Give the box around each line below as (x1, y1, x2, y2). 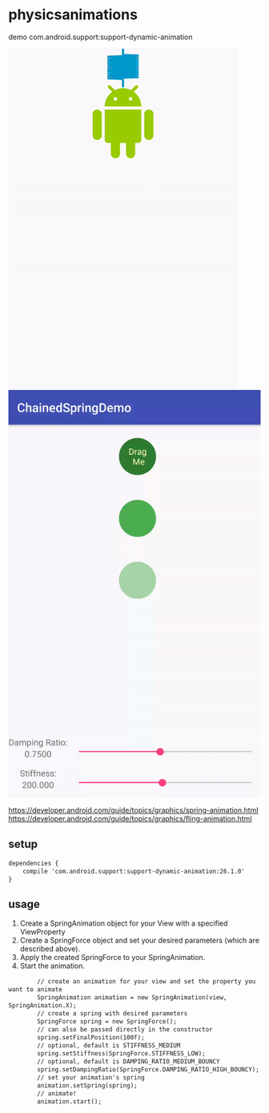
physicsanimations (8, 6, 139, 24)
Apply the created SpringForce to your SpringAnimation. (19, 953, 206, 962)
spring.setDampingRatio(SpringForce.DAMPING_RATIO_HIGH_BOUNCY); (37, 1066, 260, 1074)
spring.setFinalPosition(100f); (37, 1034, 146, 1042)
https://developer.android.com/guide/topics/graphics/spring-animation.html (8, 806, 259, 815)
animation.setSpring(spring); (37, 1082, 138, 1090)
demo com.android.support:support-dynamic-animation (8, 32, 193, 42)
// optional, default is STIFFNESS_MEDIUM (37, 1042, 181, 1050)
